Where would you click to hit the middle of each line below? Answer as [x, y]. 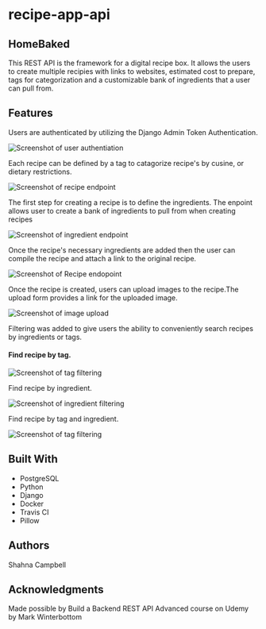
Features [31, 113]
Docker [32, 504]
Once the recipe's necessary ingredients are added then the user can [122, 250]
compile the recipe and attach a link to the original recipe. [102, 258]
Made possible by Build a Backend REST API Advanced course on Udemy [128, 608]
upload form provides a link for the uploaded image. [93, 297]
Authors [29, 546]
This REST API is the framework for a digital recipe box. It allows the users [129, 63]
